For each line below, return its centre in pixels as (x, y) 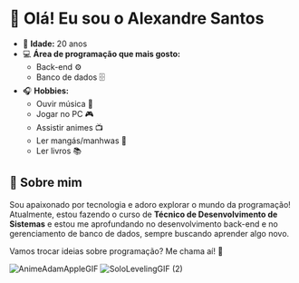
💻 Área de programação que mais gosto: (101, 54)
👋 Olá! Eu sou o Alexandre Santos (137, 19)
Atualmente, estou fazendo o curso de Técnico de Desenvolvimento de (144, 214)
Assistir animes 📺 (70, 127)
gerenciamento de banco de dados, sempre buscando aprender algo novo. (149, 233)
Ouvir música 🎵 (64, 103)
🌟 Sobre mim (46, 183)
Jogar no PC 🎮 (65, 113)
